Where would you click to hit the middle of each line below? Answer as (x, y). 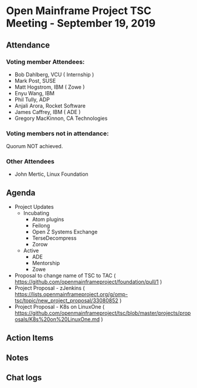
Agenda (21, 193)
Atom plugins (48, 219)
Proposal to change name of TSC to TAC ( (65, 276)
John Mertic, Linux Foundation (52, 174)
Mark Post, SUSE (35, 81)
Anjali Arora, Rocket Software (50, 106)
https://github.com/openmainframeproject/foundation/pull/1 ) (88, 282)
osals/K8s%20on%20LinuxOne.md (57, 319)
